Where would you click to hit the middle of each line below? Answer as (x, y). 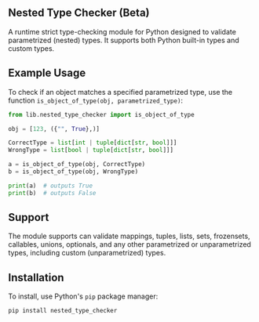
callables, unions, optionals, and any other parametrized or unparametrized (129, 244)
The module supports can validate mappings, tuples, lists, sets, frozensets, (129, 236)
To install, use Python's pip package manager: (83, 296)
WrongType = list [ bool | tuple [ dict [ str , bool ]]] (91, 150)
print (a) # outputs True (50, 186)
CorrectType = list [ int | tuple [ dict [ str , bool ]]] (93, 143)
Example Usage (47, 73)
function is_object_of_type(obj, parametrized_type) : (95, 100)
